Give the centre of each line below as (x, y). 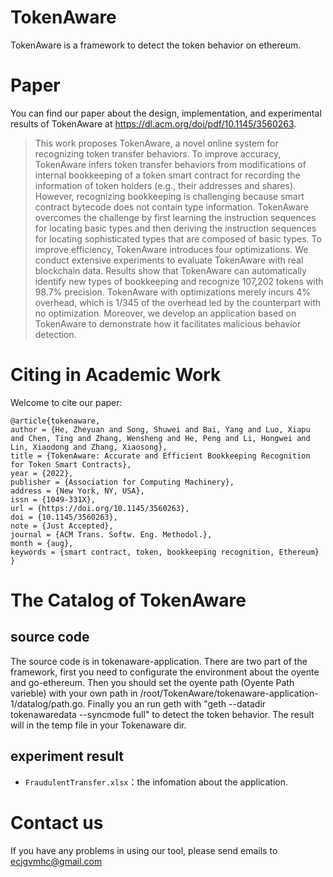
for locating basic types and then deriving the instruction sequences (175, 228)
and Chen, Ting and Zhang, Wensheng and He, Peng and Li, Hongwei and (160, 438)
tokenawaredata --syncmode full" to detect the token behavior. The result (162, 714)
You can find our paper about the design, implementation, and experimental (166, 113)
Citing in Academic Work (116, 375)
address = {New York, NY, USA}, (77, 491)
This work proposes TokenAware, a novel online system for (156, 143)
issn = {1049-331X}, (53, 499)
